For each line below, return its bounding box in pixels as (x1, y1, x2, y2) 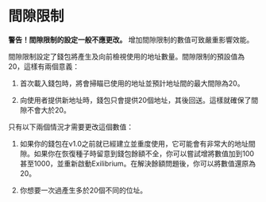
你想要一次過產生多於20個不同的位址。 (19, 185, 148, 195)
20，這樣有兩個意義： (8, 61, 80, 71)
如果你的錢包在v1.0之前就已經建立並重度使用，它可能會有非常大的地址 (19, 139, 249, 148)
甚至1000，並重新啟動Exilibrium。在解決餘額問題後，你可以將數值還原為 (19, 158, 256, 168)
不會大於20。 (26, 105, 71, 115)
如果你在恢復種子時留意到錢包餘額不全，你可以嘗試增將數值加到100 (33, 148, 255, 158)
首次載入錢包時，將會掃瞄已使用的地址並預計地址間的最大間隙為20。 (19, 78, 245, 88)
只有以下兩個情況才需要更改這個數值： (8, 122, 133, 131)
